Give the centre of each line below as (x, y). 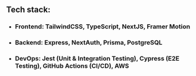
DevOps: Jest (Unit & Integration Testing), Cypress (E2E (97, 59)
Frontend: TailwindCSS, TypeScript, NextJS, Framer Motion (102, 27)
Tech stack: (28, 10)
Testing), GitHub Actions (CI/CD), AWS (72, 66)
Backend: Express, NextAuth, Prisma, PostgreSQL (88, 43)
